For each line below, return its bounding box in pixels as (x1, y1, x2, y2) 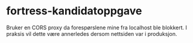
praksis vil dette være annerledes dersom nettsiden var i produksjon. (6, 30, 177, 37)
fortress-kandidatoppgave (6, 4, 142, 18)
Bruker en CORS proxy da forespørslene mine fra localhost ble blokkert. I (6, 24, 187, 31)
